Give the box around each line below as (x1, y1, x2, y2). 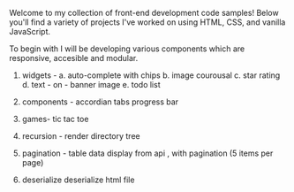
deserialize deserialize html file (21, 174, 135, 185)
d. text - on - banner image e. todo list (21, 80, 161, 89)
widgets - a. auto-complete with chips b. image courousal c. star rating (21, 70, 281, 81)
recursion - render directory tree (21, 131, 140, 141)
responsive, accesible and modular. (9, 53, 139, 63)
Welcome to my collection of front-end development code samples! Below (9, 8, 280, 18)
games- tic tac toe (21, 114, 89, 124)
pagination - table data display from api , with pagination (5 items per (21, 148, 274, 158)
